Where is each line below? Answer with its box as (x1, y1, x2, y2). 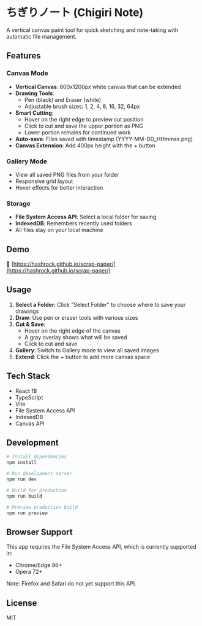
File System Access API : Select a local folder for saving (15, 213, 157, 221)
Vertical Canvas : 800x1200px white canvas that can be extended (15, 83, 181, 90)
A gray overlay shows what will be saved (24, 333, 127, 341)
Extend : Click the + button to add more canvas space (15, 353, 151, 360)
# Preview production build (6, 504, 78, 510)
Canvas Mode (6, 69, 49, 77)
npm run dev (6, 476, 37, 482)
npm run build (6, 493, 43, 499)
